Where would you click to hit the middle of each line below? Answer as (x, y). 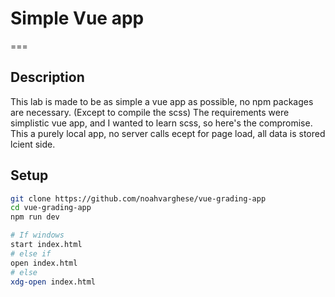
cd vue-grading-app (51, 208)
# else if (31, 253)
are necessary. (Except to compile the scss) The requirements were (150, 112)
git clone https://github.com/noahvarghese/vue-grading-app (138, 198)
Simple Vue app (77, 18)
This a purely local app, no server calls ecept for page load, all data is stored (168, 133)
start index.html (46, 245)
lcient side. (33, 144)
